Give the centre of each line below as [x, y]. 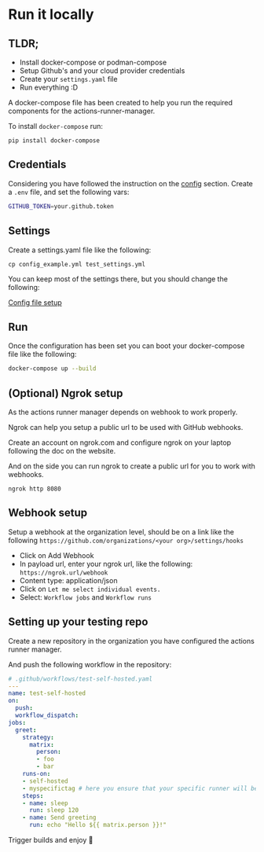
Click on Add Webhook [57, 555]
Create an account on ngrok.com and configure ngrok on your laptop [120, 443]
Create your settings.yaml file [68, 79]
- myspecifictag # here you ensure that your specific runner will [135, 788]
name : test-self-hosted [47, 693]
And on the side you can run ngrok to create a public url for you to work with [132, 466]
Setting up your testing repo [78, 622]
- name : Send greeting [59, 818]
